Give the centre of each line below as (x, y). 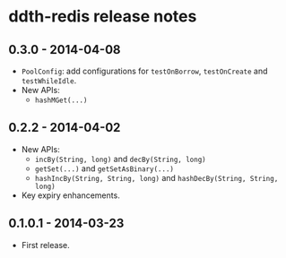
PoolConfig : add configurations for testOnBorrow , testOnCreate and (144, 71)
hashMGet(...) (61, 100)
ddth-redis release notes (103, 17)
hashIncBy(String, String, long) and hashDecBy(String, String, (156, 177)
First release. (45, 245)
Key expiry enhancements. (70, 195)
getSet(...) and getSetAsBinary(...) (104, 168)
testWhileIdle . (49, 81)
